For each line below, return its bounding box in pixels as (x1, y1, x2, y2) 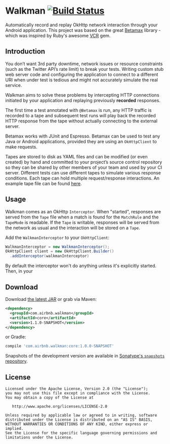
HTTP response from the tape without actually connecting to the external (5, 118, 158, 124)
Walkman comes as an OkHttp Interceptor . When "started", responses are (5, 208, 161, 214)
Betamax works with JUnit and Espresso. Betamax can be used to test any (5, 133, 160, 139)
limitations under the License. (5, 435, 73, 440)
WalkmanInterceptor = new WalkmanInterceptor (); (5, 244, 110, 249)
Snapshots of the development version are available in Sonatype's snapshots (5, 353, 165, 359)
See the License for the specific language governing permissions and (5, 430, 157, 436)
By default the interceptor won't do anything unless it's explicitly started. (5, 263, 157, 269)
